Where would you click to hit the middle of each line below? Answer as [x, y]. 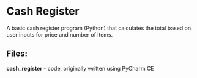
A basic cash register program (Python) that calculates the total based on [99, 28]
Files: [17, 54]
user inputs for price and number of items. [60, 34]
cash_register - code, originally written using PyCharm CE [80, 68]
